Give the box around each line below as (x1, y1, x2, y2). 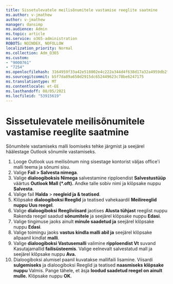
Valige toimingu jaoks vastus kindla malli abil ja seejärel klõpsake (13, 229, 152, 236)
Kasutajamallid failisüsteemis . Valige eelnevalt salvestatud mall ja (13, 246, 153, 252)
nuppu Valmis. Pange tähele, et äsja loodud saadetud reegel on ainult (13, 268, 163, 274)
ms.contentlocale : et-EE (6, 84, 59, 89)
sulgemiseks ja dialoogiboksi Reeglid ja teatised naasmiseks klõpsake (13, 262, 164, 268)
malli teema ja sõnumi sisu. (13, 164, 71, 170)
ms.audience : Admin (6, 27, 48, 32)
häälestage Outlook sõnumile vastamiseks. (6, 149, 97, 155)
